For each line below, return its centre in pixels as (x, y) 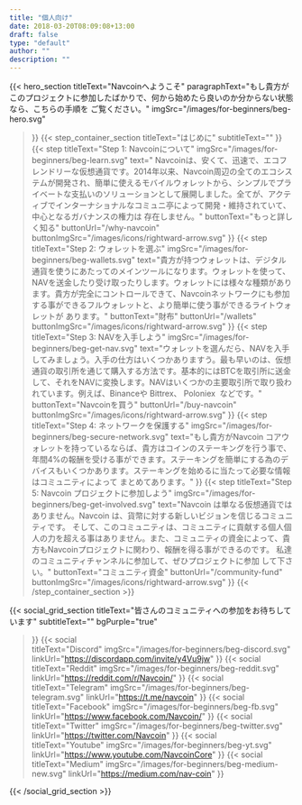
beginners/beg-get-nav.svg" (84, 348)
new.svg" (49, 773)
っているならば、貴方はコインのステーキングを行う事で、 (185, 448)
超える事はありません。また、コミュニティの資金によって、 (173, 538)
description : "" (40, 59)
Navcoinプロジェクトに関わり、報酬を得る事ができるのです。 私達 (170, 549)
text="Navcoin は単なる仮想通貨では (225, 504)
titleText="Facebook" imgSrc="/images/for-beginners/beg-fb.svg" (155, 707)
